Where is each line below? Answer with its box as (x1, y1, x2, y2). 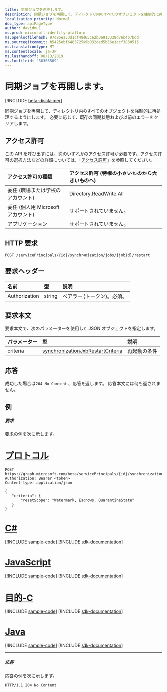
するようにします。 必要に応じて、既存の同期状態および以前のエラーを (9, 114, 154, 120)
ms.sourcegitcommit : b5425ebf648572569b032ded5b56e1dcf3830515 (5, 40, 139, 45)
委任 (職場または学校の (7, 187, 61, 194)
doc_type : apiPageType (5, 21, 52, 26)
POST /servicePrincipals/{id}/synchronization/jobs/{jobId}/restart (5, 252, 150, 258)
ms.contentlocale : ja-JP (5, 49, 57, 54)
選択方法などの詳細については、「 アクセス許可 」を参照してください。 (13, 157, 155, 163)
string (44, 292, 58, 299)
